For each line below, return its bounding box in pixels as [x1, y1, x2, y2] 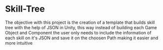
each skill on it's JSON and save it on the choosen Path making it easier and [5, 35, 159, 41]
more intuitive [5, 40, 33, 46]
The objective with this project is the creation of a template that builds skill [5, 19, 155, 25]
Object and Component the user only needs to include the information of [5, 30, 152, 35]
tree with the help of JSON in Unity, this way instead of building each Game [5, 24, 157, 30]
